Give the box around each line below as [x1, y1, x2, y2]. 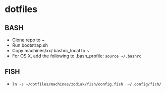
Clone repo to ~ [12, 37, 45, 43]
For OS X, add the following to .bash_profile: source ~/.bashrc [12, 53, 142, 59]
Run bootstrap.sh [12, 42, 48, 48]
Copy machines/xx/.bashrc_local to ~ [12, 48, 90, 53]
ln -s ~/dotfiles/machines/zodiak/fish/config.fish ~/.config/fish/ [12, 81, 162, 86]
